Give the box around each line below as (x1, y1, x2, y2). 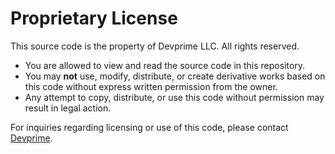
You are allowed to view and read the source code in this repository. (24, 59, 306, 71)
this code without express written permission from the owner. (24, 80, 278, 92)
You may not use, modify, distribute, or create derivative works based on (24, 70, 326, 82)
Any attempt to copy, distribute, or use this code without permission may (24, 91, 325, 103)
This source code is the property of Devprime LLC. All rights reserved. (10, 40, 300, 52)
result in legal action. (24, 102, 112, 114)
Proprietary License (10, 7, 178, 30)
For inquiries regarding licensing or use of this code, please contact (10, 121, 289, 133)
